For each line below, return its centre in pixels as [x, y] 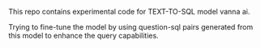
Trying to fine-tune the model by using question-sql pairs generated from [131, 27]
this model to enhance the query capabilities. [84, 36]
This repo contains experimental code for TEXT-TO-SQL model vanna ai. [129, 12]
